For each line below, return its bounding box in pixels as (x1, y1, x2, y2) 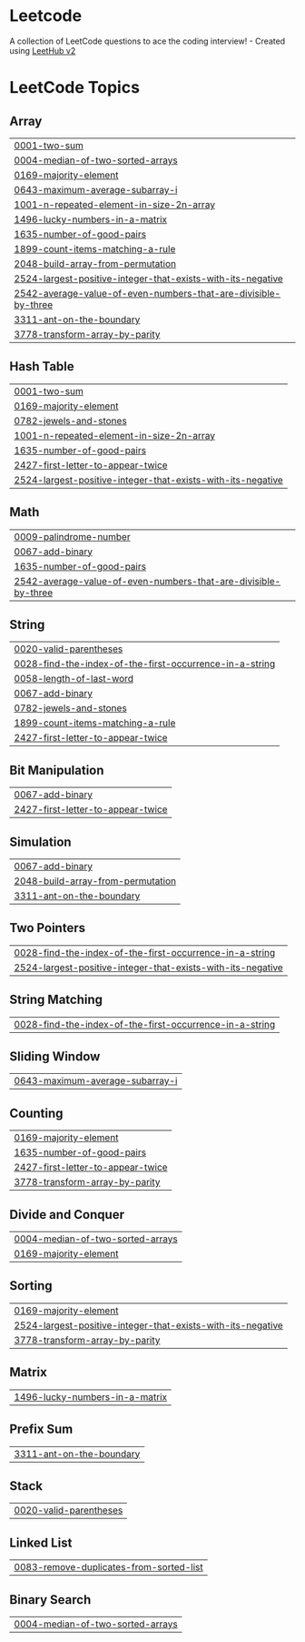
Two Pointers (9, 920, 86, 936)
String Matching (9, 992, 103, 1008)
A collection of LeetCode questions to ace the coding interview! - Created (9, 35, 286, 46)
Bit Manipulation (9, 762, 104, 778)
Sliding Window (9, 1049, 101, 1065)
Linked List (9, 1535, 73, 1550)
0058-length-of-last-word (14, 673, 134, 685)
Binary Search (9, 1592, 92, 1607)
